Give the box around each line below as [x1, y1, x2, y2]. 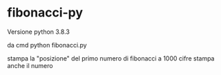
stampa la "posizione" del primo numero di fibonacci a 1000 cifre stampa [7, 54, 215, 63]
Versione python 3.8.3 [7, 28, 70, 36]
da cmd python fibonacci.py [7, 41, 88, 49]
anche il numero [7, 61, 53, 69]
